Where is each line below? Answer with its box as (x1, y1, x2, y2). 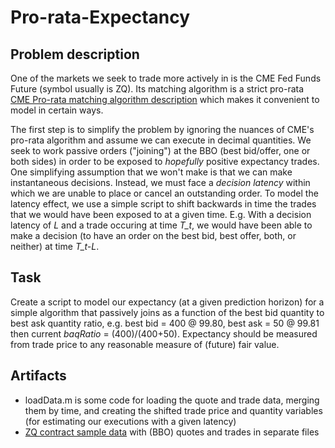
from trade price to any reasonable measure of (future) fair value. (10, 338, 280, 350)
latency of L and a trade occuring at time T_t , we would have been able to (10, 219, 313, 231)
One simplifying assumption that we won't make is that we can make (10, 166, 293, 178)
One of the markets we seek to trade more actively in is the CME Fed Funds (10, 72, 322, 84)
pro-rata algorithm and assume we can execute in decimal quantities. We (10, 134, 312, 146)
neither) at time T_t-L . (10, 241, 100, 252)
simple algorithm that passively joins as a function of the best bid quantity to (10, 306, 325, 318)
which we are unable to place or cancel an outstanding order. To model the (10, 187, 319, 199)
